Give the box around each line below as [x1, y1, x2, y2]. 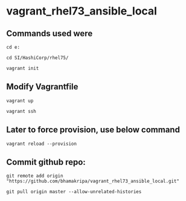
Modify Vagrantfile [6, 81, 79, 92]
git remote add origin [6, 173, 63, 179]
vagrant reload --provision [6, 141, 77, 147]
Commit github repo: [6, 157, 86, 167]
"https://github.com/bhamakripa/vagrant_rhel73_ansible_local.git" [6, 178, 180, 185]
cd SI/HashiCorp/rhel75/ [6, 55, 69, 61]
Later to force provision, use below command [6, 125, 180, 135]
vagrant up [6, 98, 34, 104]
